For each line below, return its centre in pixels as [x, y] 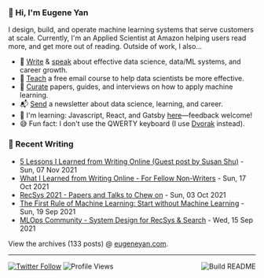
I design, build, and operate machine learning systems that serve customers [131, 30]
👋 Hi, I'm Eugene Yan [48, 13]
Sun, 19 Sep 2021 [48, 211]
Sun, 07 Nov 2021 [48, 169]
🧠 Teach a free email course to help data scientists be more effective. [132, 79]
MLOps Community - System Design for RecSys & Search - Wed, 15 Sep [136, 220]
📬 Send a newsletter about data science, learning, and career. [121, 104]
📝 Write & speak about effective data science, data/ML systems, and [130, 61]
